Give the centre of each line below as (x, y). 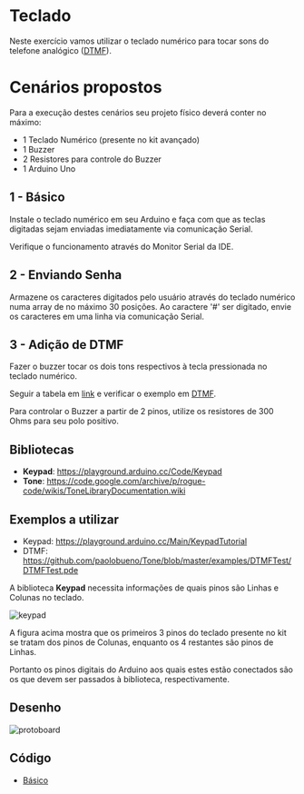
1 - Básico (37, 198)
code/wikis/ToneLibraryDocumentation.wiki (104, 491)
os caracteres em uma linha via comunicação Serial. (107, 316)
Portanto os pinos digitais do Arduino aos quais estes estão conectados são (151, 670)
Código (30, 758)
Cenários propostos (86, 88)
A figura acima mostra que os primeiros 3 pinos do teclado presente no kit (148, 632)
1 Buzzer (39, 149)
